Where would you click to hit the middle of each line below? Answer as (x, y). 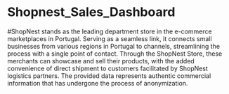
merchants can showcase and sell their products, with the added (101, 61)
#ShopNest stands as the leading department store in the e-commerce (110, 31)
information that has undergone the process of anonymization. (98, 83)
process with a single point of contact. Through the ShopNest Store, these (115, 54)
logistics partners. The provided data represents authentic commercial (109, 76)
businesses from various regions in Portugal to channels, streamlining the (113, 46)
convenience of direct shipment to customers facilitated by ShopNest (108, 68)
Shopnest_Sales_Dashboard (91, 12)
